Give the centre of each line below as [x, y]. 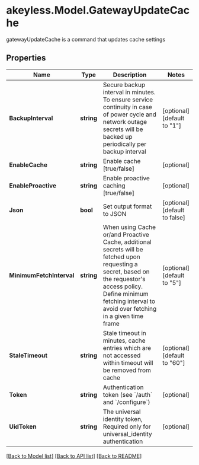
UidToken [23, 426]
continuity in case [128, 107]
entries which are [127, 348]
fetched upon [121, 257]
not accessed [122, 355]
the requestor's [124, 279]
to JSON [115, 214]
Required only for [127, 426]
